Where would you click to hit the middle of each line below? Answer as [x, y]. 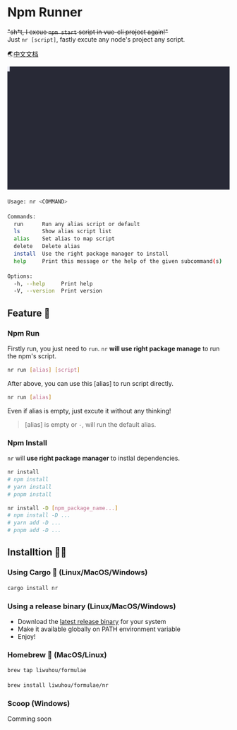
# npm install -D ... [39, 516]
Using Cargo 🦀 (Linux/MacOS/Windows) [78, 572]
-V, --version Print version [58, 291]
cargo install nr [33, 588]
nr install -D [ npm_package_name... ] [63, 508]
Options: [20, 276]
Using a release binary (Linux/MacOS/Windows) [92, 606]
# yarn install [30, 487]
